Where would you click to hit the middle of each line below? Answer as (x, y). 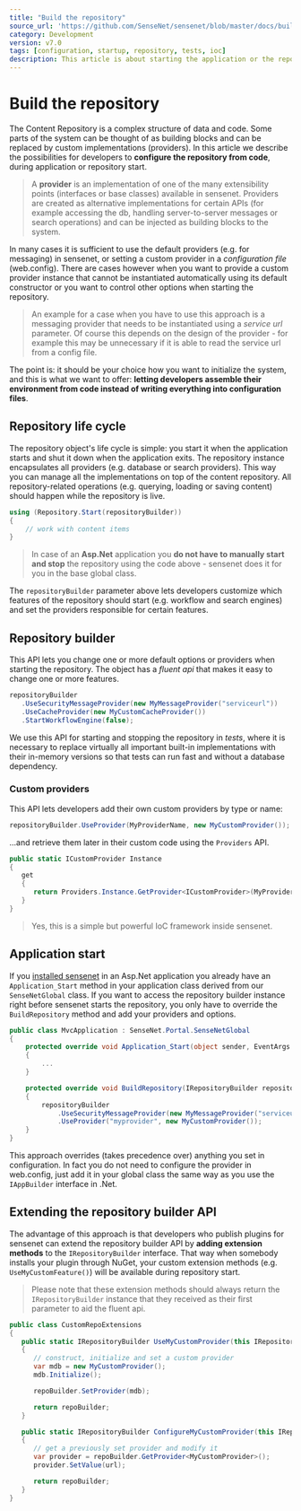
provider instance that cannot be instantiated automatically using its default (148, 277)
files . (19, 398)
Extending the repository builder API (113, 1212)
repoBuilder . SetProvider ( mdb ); (91, 1391)
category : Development (52, 34)
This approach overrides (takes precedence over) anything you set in (137, 1156)
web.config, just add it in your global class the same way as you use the (142, 1175)
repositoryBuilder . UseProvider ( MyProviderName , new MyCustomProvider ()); (150, 825)
